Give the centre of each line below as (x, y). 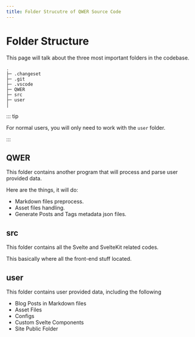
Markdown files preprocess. (49, 202)
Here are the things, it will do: (42, 190)
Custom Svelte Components (49, 322)
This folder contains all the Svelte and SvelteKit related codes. (83, 247)
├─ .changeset (24, 74)
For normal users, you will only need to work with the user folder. (86, 127)
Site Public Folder (36, 329)
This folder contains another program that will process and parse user (92, 172)
